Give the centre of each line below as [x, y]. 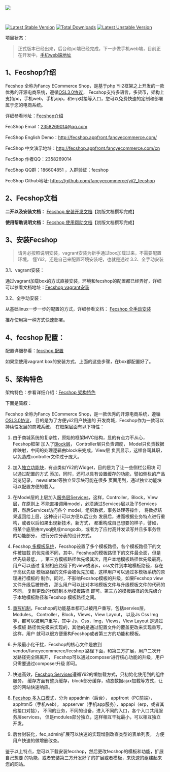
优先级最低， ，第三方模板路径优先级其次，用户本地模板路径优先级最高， [89, 559]
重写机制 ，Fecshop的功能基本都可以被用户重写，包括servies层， [80, 608]
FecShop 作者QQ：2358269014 [39, 159]
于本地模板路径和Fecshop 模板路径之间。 [56, 597]
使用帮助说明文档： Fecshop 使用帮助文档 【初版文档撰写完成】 [71, 222]
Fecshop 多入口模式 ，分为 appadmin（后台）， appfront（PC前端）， [84, 698]
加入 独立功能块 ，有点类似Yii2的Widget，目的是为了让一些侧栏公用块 [84, 467]
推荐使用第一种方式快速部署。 [36, 320]
